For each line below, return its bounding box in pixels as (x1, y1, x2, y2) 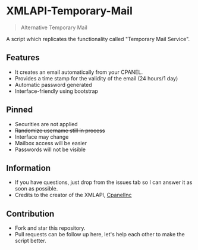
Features (6, 52, 40, 63)
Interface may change (14, 133, 69, 140)
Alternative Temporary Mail (20, 24, 87, 31)
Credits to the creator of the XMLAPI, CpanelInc (14, 192, 132, 199)
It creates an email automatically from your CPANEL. (14, 68, 143, 76)
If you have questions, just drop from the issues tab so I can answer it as (14, 179, 193, 186)
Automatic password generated (14, 81, 92, 88)
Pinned (6, 105, 33, 115)
